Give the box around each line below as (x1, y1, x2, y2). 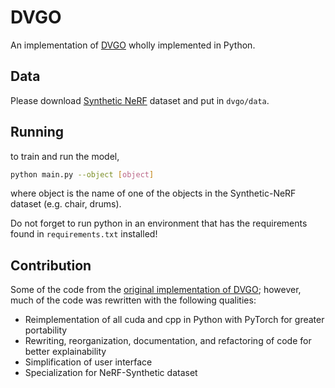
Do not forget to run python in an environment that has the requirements (10, 217, 308, 230)
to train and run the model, (10, 150, 120, 162)
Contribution (10, 257, 92, 274)
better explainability (24, 346, 107, 358)
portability (24, 324, 68, 336)
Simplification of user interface (24, 356, 153, 368)
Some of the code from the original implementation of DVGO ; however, (10, 284, 302, 296)
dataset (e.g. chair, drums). (10, 198, 122, 210)
